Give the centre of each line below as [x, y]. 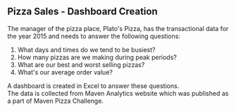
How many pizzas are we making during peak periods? [97, 57]
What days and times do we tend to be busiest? [87, 49]
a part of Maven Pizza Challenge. [56, 101]
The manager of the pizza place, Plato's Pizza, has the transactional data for [118, 28]
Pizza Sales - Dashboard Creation [82, 12]
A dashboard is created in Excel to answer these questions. [93, 86]
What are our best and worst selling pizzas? [81, 64]
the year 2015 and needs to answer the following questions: [94, 36]
